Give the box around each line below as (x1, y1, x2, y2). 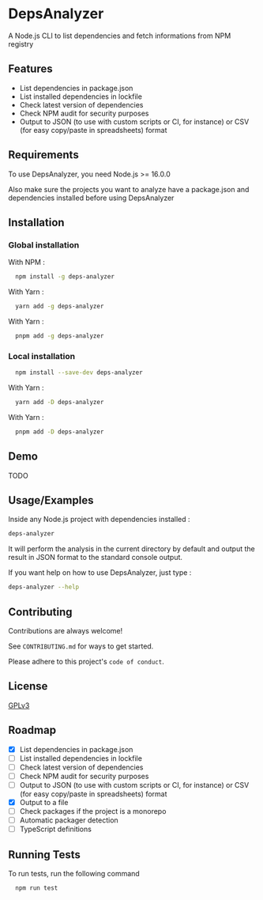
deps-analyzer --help (8, 583, 80, 592)
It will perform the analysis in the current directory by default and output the (8, 544, 255, 554)
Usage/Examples (8, 493, 94, 507)
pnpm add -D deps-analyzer (15, 428, 104, 436)
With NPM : (8, 258, 46, 267)
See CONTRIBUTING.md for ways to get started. (8, 641, 154, 651)
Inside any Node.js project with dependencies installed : (8, 515, 191, 524)
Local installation (8, 350, 76, 361)
